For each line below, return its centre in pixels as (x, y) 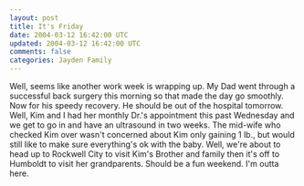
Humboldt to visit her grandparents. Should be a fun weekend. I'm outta (144, 164)
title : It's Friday (47, 26)
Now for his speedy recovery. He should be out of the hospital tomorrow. (147, 105)
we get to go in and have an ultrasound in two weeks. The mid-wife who (145, 125)
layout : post (34, 18)
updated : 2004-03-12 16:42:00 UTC (75, 43)
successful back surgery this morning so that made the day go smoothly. (147, 96)
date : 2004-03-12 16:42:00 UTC (69, 35)
